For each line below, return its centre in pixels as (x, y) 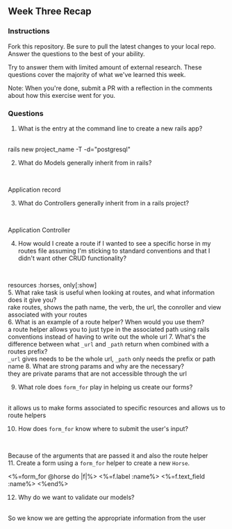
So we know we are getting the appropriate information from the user (107, 518)
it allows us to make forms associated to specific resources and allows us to (117, 408)
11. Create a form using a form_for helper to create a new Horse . (99, 463)
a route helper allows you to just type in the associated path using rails (109, 329)
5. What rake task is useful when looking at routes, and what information (111, 292)
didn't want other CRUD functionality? (72, 258)
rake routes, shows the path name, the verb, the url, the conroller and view (115, 307)
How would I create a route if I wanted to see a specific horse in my (114, 243)
